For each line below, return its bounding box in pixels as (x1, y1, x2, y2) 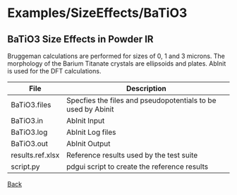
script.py (11, 162, 40, 171)
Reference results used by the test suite (66, 150, 198, 160)
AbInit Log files (66, 127, 116, 137)
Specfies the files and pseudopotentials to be (66, 95, 217, 105)
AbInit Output (66, 139, 111, 148)
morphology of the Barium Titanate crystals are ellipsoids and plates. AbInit (7, 59, 226, 68)
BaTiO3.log (11, 127, 48, 137)
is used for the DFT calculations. (7, 67, 102, 75)
